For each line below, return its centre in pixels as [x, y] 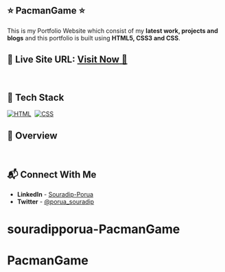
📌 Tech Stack [36, 98]
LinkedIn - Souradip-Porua [55, 195]
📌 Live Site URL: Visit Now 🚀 [68, 60]
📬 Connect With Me [52, 174]
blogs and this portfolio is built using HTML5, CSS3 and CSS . [94, 38]
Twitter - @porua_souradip [56, 202]
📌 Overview [32, 135]
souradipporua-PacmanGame [94, 229]
